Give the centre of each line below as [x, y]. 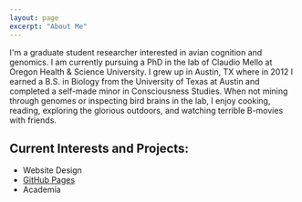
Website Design [52, 170]
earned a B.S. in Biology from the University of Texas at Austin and [135, 81]
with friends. [33, 120]
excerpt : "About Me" [49, 26]
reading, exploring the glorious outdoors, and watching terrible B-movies [146, 110]
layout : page [34, 18]
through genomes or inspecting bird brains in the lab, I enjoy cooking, [140, 100]
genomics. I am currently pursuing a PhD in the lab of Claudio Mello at [141, 62]
